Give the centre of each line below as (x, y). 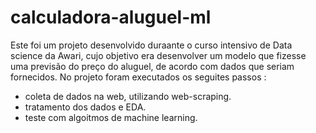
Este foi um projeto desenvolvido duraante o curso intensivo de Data (151, 45)
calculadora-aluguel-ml (111, 17)
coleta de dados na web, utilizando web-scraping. (128, 96)
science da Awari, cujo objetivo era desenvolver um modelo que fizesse (158, 55)
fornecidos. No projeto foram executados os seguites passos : (138, 77)
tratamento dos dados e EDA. (85, 107)
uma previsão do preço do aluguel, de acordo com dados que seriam (152, 66)
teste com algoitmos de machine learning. (111, 117)
